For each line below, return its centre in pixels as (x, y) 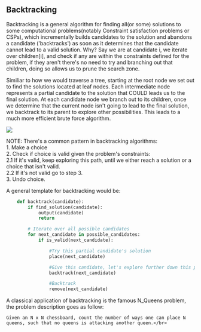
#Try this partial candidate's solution (100, 251)
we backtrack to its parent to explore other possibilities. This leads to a (93, 112)
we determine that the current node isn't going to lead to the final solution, (98, 105)
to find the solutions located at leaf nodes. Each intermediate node (88, 87)
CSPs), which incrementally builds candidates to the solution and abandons (99, 37)
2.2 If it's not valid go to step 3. (45, 173)
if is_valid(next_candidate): (76, 240)
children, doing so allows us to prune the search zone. (73, 69)
